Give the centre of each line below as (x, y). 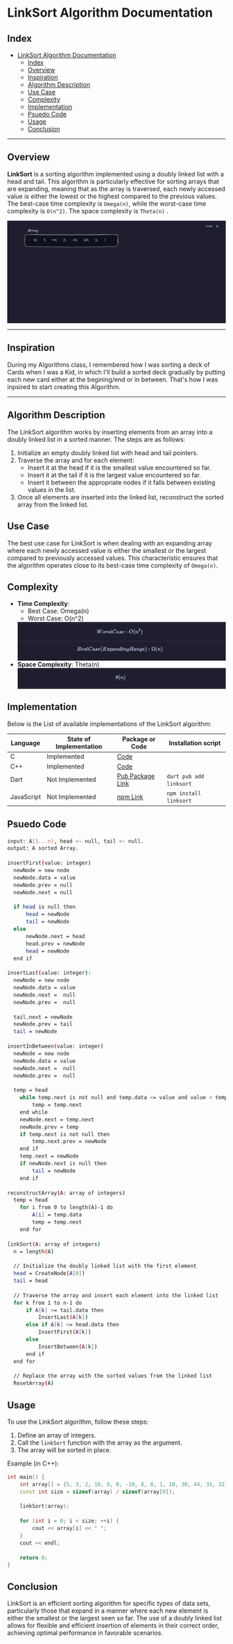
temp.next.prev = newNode (70, 1142)
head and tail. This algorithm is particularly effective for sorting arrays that (113, 181)
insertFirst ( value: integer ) (49, 863)
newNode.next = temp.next (57, 1119)
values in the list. (52, 490)
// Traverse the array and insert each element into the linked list (116, 1295)
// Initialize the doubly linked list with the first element (105, 1266)
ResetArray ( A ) (34, 1383)
